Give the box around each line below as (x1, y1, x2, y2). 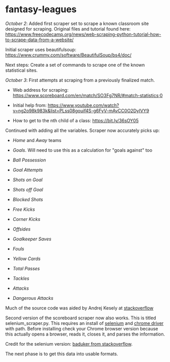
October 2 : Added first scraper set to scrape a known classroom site (5, 20, 149, 26)
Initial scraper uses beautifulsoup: (5, 46, 76, 52)
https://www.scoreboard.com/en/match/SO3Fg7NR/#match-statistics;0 (12, 92, 163, 98)
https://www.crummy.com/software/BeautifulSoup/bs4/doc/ (5, 52, 132, 58)
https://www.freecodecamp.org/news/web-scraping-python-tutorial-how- (5, 31, 161, 37)
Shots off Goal (12, 186, 43, 192)
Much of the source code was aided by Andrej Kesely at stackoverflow (5, 304, 154, 311)
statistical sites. (5, 67, 38, 73)
